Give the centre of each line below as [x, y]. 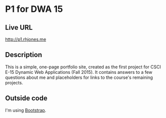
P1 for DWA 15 [34, 9]
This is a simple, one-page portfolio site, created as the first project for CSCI [83, 67]
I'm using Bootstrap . [26, 110]
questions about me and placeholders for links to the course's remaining [79, 77]
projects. [14, 82]
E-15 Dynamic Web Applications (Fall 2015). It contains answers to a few [79, 72]
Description [24, 55]
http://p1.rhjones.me [26, 39]
